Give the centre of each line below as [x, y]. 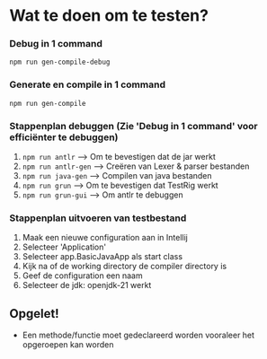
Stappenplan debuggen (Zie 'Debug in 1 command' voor [133, 126]
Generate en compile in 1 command [88, 84]
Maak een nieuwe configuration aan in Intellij [105, 238]
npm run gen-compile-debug [60, 62]
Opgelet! [35, 314]
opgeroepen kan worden [68, 345]
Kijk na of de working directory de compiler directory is [125, 267]
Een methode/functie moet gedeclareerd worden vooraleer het [138, 335]
